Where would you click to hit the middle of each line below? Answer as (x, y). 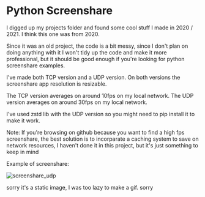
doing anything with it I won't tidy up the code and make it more (87, 52)
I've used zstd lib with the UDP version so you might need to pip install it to (101, 114)
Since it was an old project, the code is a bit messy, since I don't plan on (97, 46)
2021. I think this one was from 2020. (53, 34)
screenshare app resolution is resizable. (57, 84)
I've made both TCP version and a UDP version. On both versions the (93, 77)
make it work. (24, 121)
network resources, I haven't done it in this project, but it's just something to (102, 145)
